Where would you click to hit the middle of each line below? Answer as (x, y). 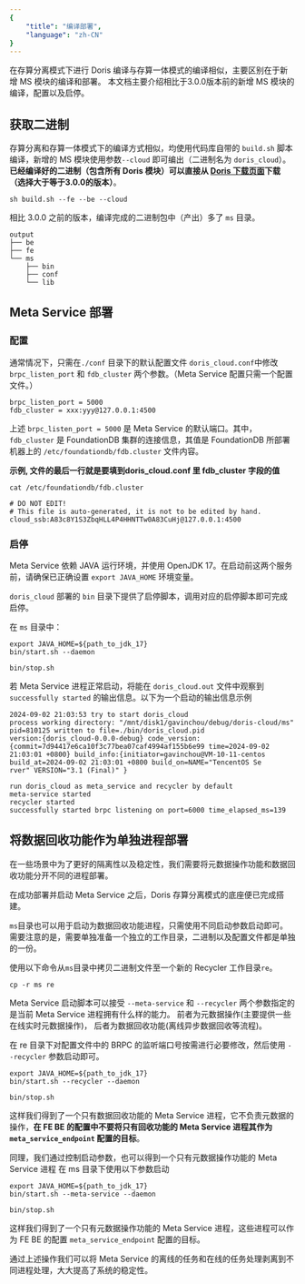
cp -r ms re (32, 985)
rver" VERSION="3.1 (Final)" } (69, 771)
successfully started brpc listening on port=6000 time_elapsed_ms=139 (148, 811)
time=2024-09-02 (239, 747)
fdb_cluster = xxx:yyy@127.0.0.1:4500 (83, 410)
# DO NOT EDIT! (38, 503)
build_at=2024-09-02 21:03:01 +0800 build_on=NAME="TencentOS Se (135, 763)
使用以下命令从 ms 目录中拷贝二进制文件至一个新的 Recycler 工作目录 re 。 (143, 967)
